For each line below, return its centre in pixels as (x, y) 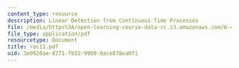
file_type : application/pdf (49, 34)
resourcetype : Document (43, 40)
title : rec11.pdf (33, 47)
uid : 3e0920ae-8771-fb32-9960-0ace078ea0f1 (73, 54)
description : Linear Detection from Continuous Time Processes (103, 21)
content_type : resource (43, 14)
